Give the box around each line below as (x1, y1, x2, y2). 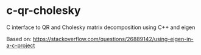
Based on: (6, 35, 32, 42)
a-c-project (6, 42, 35, 49)
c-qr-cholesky (6, 4, 81, 18)
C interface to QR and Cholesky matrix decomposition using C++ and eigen (6, 24, 196, 31)
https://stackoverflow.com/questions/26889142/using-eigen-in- (32, 35, 194, 42)
